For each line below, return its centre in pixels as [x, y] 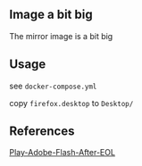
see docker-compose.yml [53, 86]
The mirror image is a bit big [61, 36]
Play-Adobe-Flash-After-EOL [63, 153]
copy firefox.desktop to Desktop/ [71, 103]
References [42, 132]
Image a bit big [51, 15]
